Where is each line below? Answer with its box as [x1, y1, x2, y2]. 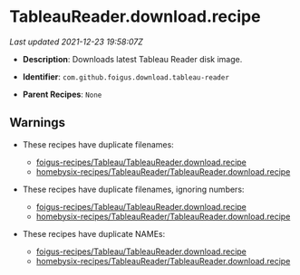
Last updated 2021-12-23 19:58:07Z [9, 36, 143, 47]
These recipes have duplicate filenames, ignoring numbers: [22, 184, 245, 194]
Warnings [9, 115, 66, 130]
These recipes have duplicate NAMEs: [22, 228, 166, 239]
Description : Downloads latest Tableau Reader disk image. [22, 53, 243, 64]
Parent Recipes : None [22, 89, 102, 100]
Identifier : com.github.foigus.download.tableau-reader [22, 71, 229, 82]
